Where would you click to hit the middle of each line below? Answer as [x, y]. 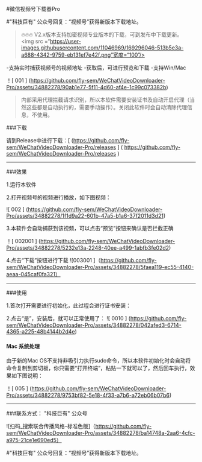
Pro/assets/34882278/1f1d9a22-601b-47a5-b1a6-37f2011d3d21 [85, 216]
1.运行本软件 [21, 185]
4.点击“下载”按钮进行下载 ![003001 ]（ [54, 260]
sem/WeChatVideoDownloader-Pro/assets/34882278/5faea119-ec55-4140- [100, 267]
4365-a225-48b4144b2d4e [41, 331]
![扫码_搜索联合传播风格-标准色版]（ [51, 426]
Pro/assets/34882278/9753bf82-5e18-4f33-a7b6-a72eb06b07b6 [88, 395]
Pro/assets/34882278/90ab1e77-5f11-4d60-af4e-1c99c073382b [86, 87]
